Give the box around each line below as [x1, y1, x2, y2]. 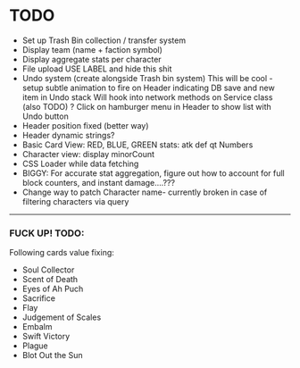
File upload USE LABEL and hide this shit [21, 63, 172, 74]
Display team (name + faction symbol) [21, 44, 163, 54]
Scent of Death [21, 274, 79, 285]
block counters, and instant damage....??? [21, 177, 176, 188]
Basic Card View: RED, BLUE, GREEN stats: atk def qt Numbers [21, 139, 254, 150]
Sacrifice [21, 293, 56, 304]
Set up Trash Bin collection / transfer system [21, 35, 186, 46]
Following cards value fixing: [9, 247, 114, 258]
